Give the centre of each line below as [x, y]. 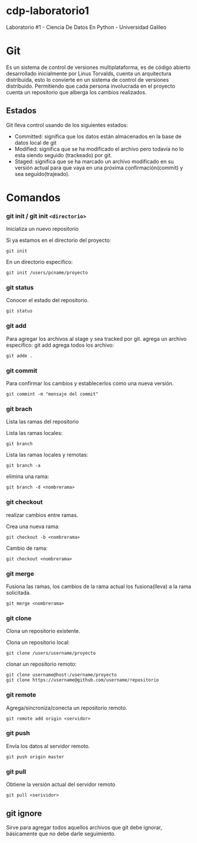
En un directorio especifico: [39, 262]
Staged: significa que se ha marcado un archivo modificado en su [94, 161]
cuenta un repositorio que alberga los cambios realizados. [76, 92]
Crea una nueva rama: [33, 526]
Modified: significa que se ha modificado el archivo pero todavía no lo [99, 149]
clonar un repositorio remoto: [41, 664]
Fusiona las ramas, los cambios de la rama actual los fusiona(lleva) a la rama [99, 586]
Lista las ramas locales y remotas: [47, 455]
